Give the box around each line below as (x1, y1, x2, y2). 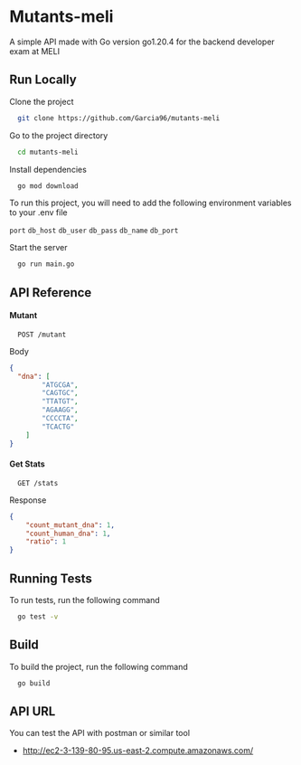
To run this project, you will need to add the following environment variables (9, 197, 292, 209)
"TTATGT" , (42, 397, 79, 406)
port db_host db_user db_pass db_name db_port (9, 226, 179, 236)
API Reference (9, 285, 92, 300)
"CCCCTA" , (42, 414, 79, 423)
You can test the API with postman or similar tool (9, 728, 191, 739)
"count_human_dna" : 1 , (25, 529, 111, 538)
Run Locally (9, 72, 77, 88)
